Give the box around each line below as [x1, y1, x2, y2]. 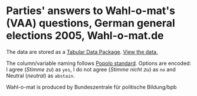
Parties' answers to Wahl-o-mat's [6, 4, 176, 18]
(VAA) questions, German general [6, 16, 175, 30]
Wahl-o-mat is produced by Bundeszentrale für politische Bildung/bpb [6, 83, 177, 90]
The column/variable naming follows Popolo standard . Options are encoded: [6, 60, 192, 67]
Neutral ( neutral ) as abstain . [6, 72, 75, 79]
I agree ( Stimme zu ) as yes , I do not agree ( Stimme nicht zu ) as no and [6, 66, 176, 73]
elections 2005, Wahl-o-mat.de [6, 29, 164, 42]
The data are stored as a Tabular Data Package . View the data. [6, 48, 158, 55]
